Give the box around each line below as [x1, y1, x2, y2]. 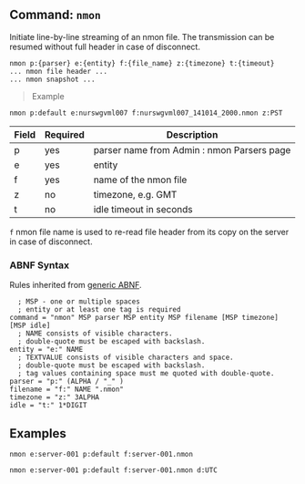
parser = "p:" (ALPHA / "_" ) [9, 377, 125, 386]
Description [166, 128, 219, 140]
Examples [9, 426, 66, 441]
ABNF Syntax [9, 259, 70, 272]
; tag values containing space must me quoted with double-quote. [17, 369, 275, 378]
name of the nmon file [93, 173, 188, 186]
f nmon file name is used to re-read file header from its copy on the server [9, 226, 290, 237]
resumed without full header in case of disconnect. [9, 41, 200, 52]
